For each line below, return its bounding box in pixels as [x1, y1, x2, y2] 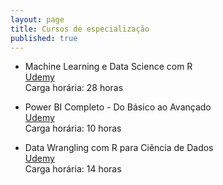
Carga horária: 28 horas [24, 82, 124, 94]
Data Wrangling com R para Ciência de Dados [24, 142, 214, 154]
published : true [10, 33, 78, 43]
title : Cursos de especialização [10, 24, 150, 34]
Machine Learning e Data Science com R [24, 61, 193, 73]
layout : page [10, 14, 65, 25]
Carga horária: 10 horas [24, 122, 122, 135]
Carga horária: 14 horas [24, 163, 122, 175]
